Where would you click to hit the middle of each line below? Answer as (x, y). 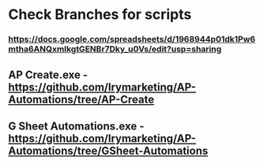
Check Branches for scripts (100, 15)
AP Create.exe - (48, 75)
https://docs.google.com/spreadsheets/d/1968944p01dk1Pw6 (132, 39)
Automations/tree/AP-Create (81, 99)
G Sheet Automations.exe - (76, 126)
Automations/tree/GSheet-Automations (108, 150)
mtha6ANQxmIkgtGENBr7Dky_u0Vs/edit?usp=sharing (115, 49)
